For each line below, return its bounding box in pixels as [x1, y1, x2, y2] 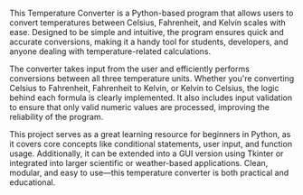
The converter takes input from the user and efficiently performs [9, 63, 251, 74]
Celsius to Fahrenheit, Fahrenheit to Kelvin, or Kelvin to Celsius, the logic [9, 83, 279, 93]
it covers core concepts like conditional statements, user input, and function [9, 139, 292, 149]
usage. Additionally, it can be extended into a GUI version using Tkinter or [9, 148, 284, 159]
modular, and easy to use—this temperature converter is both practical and [9, 167, 289, 178]
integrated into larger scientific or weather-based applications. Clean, [9, 158, 269, 168]
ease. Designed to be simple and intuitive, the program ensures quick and [9, 27, 285, 37]
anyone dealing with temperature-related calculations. [9, 46, 212, 57]
